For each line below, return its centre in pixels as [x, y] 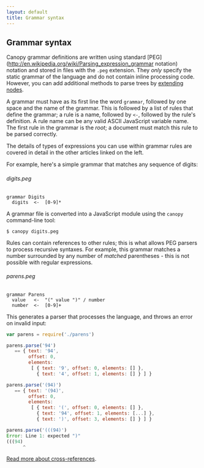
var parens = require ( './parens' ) [51, 334]
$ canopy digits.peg [33, 231]
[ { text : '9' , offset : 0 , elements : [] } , [87, 368]
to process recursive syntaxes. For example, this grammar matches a [93, 249]
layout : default [27, 12]
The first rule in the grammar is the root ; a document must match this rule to [102, 128]
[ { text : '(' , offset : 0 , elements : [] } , [87, 408]
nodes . [15, 90]
